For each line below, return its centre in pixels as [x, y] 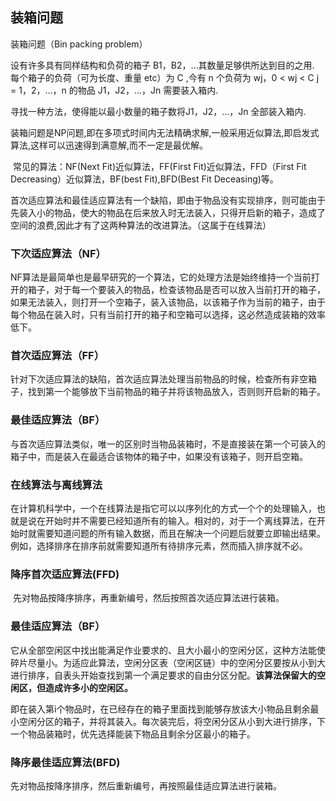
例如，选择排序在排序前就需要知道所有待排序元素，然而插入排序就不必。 [159, 546]
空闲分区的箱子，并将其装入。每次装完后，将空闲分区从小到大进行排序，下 [172, 721]
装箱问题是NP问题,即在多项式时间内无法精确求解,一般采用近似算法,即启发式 [165, 132]
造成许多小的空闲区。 [88, 687]
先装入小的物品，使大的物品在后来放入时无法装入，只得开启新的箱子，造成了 [168, 212]
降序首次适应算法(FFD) [65, 574]
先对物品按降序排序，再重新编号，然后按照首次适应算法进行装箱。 [148, 598]
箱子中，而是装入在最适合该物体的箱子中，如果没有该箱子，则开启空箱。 [159, 456]
